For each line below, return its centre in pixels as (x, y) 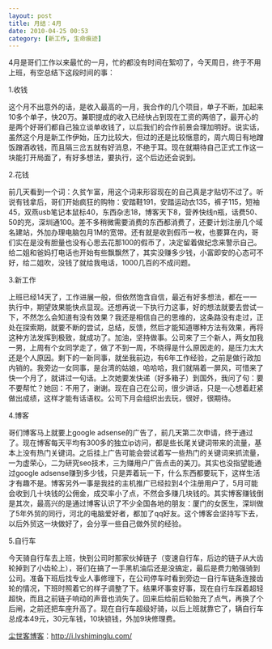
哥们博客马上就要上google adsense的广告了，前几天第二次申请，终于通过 (131, 433)
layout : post (30, 16)
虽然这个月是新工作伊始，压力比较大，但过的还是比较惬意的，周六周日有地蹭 (136, 138)
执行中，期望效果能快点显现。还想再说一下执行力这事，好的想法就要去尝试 (132, 308)
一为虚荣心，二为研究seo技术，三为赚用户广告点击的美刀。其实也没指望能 (132, 463)
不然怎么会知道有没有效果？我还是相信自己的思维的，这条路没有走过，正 (143, 317)
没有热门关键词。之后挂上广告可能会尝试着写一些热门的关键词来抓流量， (143, 453)
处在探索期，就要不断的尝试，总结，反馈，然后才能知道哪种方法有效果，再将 (136, 328)
